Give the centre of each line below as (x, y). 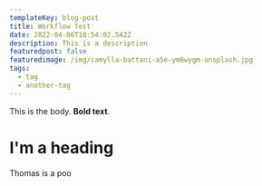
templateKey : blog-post (54, 18)
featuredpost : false (49, 52)
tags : (19, 69)
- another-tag (44, 85)
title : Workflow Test (50, 26)
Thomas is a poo (41, 172)
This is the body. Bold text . (60, 111)
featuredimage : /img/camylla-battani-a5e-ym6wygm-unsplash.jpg (131, 60)
